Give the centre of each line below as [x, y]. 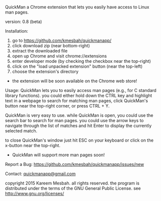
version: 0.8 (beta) [24, 22]
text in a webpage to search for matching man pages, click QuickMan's [77, 101]
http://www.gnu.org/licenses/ [35, 193]
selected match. [21, 131]
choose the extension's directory [45, 72]
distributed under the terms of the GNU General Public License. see [73, 188]
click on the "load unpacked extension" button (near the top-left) [77, 66]
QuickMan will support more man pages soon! [58, 155]
